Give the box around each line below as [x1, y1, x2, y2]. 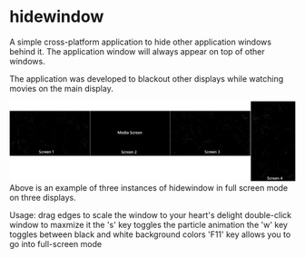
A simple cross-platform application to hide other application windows [9, 36, 272, 47]
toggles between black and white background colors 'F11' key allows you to [9, 229, 291, 240]
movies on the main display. [9, 83, 113, 94]
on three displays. [9, 193, 77, 203]
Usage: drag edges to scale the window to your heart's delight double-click [9, 210, 292, 221]
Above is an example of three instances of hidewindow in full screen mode [9, 183, 289, 193]
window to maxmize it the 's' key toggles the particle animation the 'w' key [9, 220, 289, 231]
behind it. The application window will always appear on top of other [9, 45, 265, 56]
